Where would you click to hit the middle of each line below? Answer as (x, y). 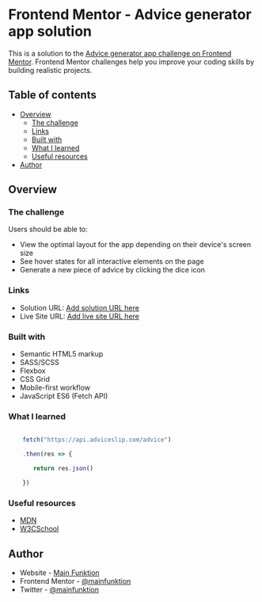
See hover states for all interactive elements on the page (112, 261)
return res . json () (63, 469)
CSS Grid (34, 379)
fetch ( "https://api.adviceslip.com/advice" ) (97, 440)
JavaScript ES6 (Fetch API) (64, 396)
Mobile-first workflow (55, 388)
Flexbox (32, 371)
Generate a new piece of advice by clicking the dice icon (112, 270)
